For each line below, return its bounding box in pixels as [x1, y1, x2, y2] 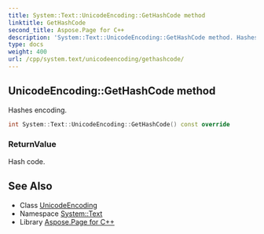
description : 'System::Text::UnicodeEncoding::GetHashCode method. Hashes [8, 33, 258, 42]
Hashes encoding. [8, 105, 68, 115]
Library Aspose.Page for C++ [19, 217, 115, 226]
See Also [8, 180, 53, 193]
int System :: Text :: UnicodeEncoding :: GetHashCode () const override [8, 120, 230, 128]
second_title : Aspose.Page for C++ [8, 26, 125, 34]
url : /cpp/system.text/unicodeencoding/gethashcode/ [8, 56, 185, 64]
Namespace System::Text [19, 209, 103, 218]
